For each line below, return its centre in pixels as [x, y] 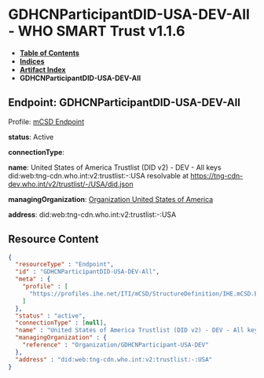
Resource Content [53, 239]
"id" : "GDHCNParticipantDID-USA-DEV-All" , [87, 272]
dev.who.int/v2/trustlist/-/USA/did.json [71, 184]
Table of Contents [49, 53]
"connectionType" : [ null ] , [61, 323]
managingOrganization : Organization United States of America [111, 199]
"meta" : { [33, 279]
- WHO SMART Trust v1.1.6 [97, 31]
